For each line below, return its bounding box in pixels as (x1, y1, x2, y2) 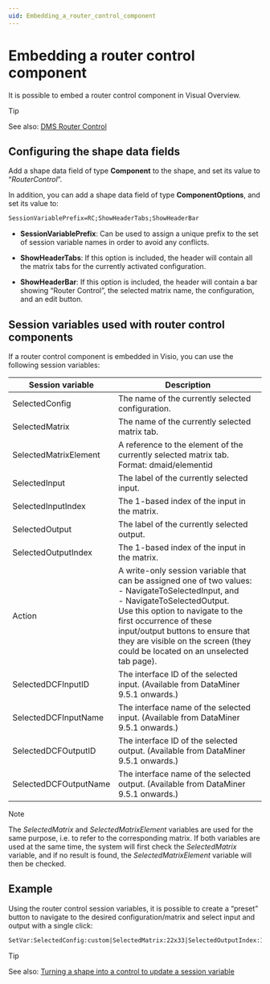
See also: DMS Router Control (8, 122, 107, 131)
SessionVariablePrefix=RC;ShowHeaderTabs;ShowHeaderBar (8, 214, 199, 222)
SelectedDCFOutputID (12, 746, 96, 757)
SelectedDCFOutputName (12, 779, 111, 790)
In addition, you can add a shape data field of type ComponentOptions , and (8, 190, 261, 200)
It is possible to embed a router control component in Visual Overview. (8, 90, 241, 100)
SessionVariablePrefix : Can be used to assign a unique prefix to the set (19, 229, 259, 238)
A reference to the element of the (117, 440, 243, 451)
